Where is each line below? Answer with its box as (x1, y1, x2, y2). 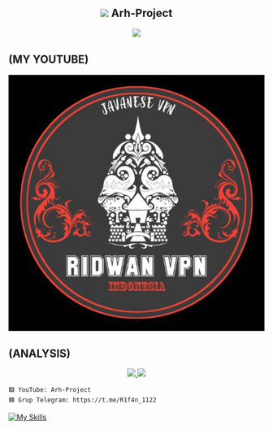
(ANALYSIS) (8, 347, 71, 361)
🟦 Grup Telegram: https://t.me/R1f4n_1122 (8, 396, 157, 405)
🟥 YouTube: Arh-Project (8, 386, 92, 394)
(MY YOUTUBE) (8, 53, 89, 67)
